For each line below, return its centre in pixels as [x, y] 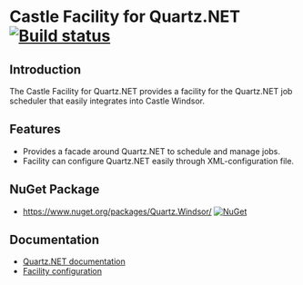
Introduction [45, 69]
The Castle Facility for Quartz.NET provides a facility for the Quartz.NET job [151, 91]
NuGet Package [55, 189]
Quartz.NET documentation [74, 261]
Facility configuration [62, 271]
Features [35, 129]
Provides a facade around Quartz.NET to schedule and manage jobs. [151, 151]
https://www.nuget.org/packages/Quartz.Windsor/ [117, 211]
